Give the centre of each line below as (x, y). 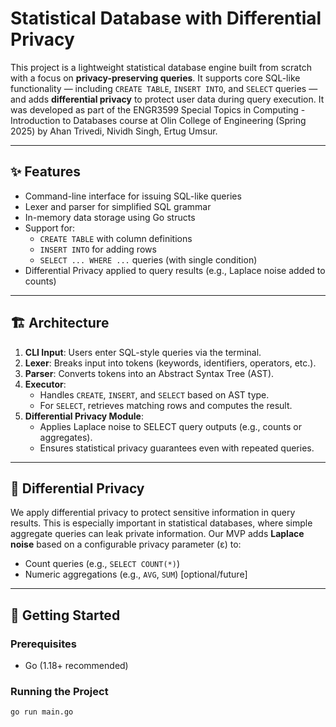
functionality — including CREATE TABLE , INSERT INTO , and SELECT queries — (164, 88)
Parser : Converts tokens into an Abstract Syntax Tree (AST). (149, 373)
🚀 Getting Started (65, 615)
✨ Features (45, 172)
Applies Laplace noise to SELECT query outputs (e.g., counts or (170, 426)
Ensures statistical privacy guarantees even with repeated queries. (177, 448)
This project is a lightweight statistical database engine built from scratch (161, 67)
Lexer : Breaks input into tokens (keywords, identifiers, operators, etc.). (170, 363)
